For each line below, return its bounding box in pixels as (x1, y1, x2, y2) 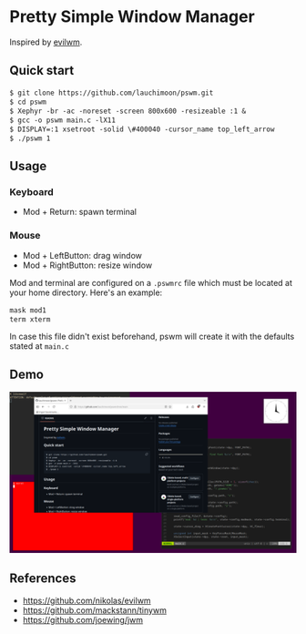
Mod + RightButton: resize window (22, 260, 153, 271)
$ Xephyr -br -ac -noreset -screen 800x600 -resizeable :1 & (9, 107, 247, 116)
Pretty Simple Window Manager (9, 6, 255, 27)
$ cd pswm (9, 97, 47, 107)
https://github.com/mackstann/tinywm (22, 604, 167, 616)
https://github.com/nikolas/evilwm (22, 595, 152, 606)
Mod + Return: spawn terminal (22, 207, 138, 218)
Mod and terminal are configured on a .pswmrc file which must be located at (9, 277, 293, 288)
